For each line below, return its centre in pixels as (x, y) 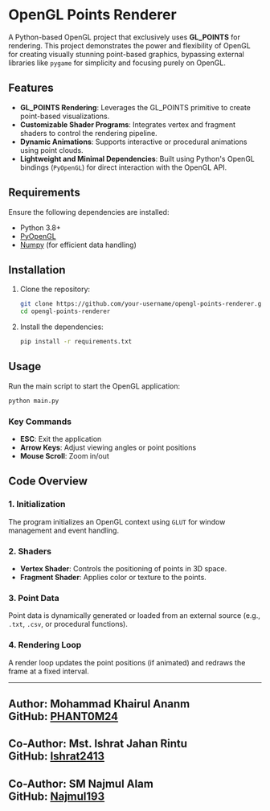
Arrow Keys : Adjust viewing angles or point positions (108, 447)
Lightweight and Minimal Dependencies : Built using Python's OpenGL (137, 158)
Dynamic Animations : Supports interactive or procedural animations (133, 142)
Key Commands (40, 422)
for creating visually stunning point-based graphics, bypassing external (127, 54)
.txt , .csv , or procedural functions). (68, 624)
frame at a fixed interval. (49, 671)
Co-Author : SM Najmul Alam (81, 783)
